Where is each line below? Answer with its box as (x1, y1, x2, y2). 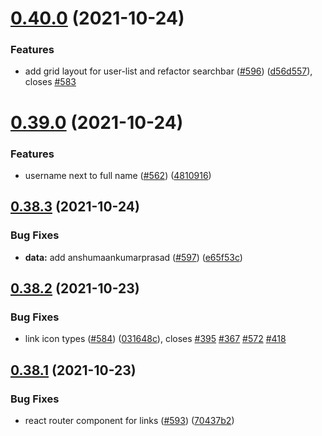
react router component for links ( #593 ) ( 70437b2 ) (24, 415, 235, 427)
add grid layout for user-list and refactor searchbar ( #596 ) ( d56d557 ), (24, 65, 313, 77)
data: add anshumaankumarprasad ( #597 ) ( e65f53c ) (24, 251, 243, 263)
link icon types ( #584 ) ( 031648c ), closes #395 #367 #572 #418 (24, 333, 287, 345)
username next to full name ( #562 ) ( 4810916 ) (24, 169, 212, 181)
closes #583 (24, 76, 77, 88)
